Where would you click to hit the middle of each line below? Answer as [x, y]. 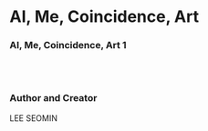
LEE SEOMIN [33, 118]
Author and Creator [53, 98]
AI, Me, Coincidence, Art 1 [68, 45]
